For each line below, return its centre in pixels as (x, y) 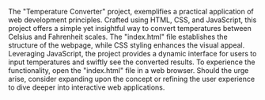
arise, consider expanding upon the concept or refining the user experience (132, 79)
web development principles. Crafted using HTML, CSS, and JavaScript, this (132, 20)
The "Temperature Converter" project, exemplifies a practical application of (131, 12)
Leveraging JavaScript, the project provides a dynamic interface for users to (132, 54)
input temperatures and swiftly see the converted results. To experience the (132, 62)
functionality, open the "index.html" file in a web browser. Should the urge (129, 70)
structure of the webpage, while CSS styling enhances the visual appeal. (127, 45)
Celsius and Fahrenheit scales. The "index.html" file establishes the (118, 37)
